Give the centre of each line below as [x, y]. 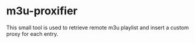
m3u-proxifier [42, 11]
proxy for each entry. [32, 33]
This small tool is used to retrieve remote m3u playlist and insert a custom [98, 27]
